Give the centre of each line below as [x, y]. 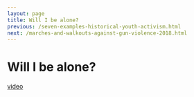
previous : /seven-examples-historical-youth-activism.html [94, 26]
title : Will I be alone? [43, 20]
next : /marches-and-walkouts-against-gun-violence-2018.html [97, 33]
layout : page [26, 14]
